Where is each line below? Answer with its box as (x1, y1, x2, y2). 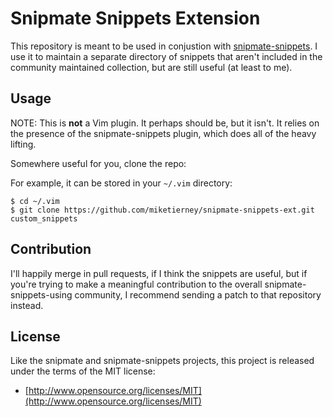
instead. (10, 299, 44, 311)
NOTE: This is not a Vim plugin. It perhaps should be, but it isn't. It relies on (10, 117, 320, 129)
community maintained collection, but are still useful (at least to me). (10, 61, 293, 73)
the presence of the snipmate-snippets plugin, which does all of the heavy (10, 127, 317, 139)
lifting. (10, 138, 37, 150)
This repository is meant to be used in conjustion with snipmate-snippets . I (10, 40, 318, 52)
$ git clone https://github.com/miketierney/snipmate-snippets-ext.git (10, 205, 315, 215)
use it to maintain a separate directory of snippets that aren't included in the (10, 50, 323, 62)
